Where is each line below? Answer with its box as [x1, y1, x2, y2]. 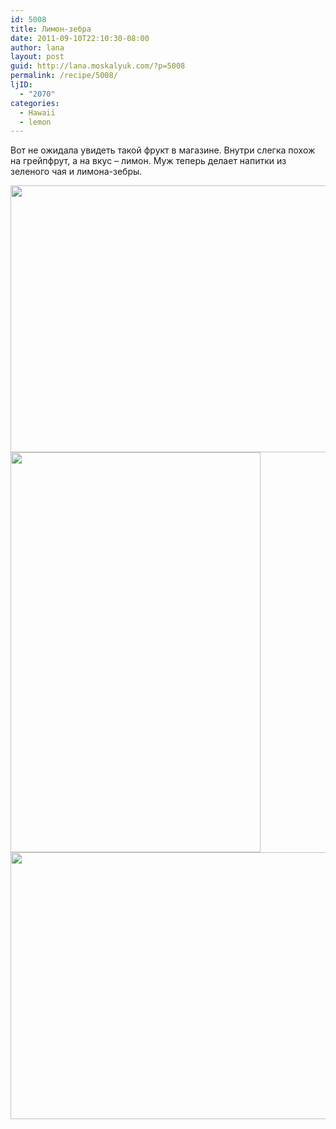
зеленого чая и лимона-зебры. [10, 166, 143, 178]
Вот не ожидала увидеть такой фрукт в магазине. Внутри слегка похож [10, 144, 316, 156]
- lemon [19, 117, 52, 127]
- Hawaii [19, 107, 56, 118]
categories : [10, 98, 60, 108]
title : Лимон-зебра [10, 24, 92, 34]
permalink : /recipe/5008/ [10, 71, 118, 81]
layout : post [10, 52, 65, 62]
